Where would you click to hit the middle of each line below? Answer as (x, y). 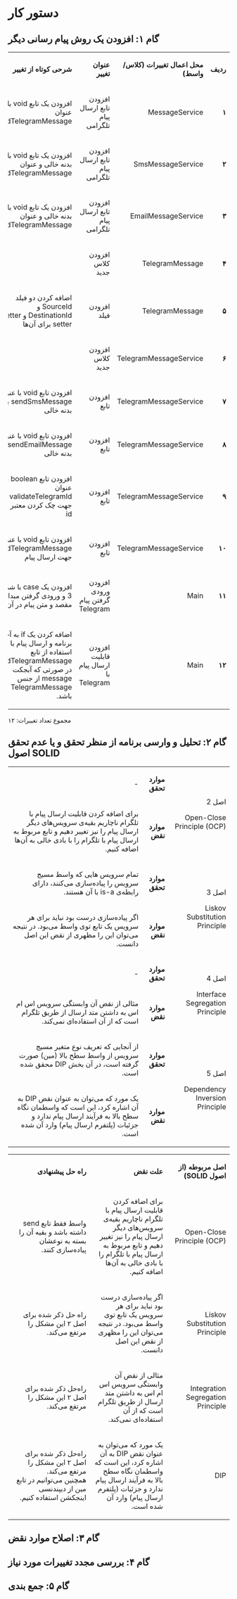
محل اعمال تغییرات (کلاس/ (163, 65)
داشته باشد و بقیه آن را (52, 1232)
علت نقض (148, 1171)
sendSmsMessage (41, 401)
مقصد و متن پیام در (44, 604)
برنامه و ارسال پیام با (41, 643)
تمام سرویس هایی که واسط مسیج (88, 874)
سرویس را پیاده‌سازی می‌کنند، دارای (85, 882)
